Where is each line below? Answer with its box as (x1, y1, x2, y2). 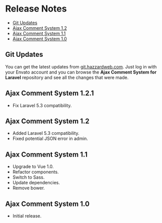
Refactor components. (12, 169, 59, 175)
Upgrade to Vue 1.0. (12, 164, 54, 170)
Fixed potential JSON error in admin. (12, 135, 88, 141)
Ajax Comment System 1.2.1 (5, 89, 94, 98)
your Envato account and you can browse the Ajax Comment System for (5, 69, 157, 75)
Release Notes (5, 3, 67, 15)
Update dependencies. (12, 180, 60, 186)
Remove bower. (12, 185, 45, 191)
